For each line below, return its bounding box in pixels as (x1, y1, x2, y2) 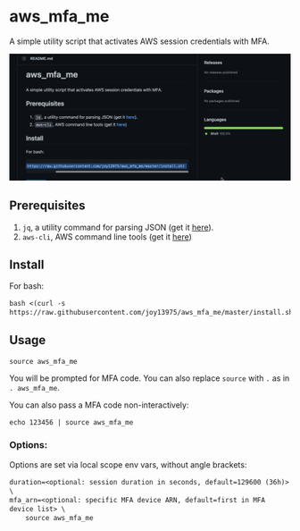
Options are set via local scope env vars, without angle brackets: (9, 459, 247, 470)
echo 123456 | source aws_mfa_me (9, 418, 134, 427)
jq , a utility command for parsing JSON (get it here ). (21, 222, 214, 232)
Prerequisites (9, 198, 86, 214)
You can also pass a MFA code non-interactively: (9, 400, 189, 410)
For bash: (9, 281, 45, 291)
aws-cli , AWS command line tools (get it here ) (21, 231, 192, 242)
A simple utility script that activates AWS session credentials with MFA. (9, 36, 270, 46)
